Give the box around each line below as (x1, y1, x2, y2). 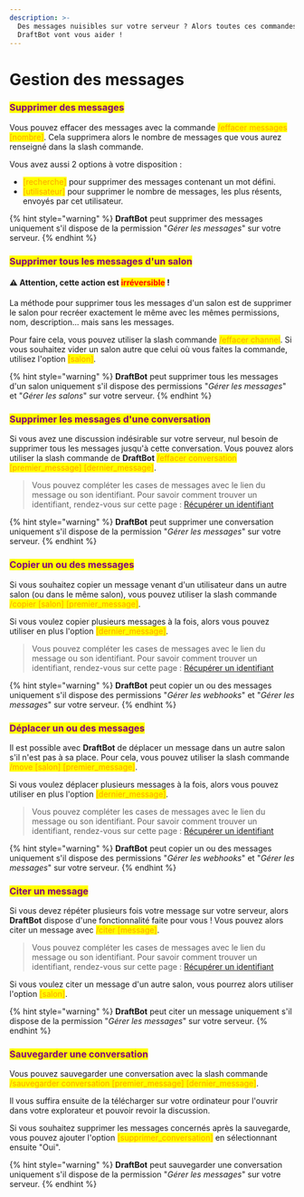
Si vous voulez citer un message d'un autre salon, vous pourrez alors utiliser (9, 979, 294, 990)
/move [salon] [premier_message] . (9, 761, 138, 772)
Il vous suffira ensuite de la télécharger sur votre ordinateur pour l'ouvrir (9, 1096, 279, 1106)
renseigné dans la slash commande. (9, 141, 144, 152)
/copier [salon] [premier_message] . (9, 598, 141, 609)
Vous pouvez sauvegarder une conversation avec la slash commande (9, 1068, 269, 1079)
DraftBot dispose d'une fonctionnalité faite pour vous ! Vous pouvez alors (9, 915, 284, 926)
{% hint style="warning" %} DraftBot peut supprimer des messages (9, 213, 263, 224)
